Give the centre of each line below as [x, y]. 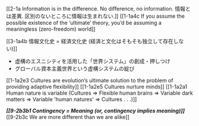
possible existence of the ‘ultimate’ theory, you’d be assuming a [84, 23]
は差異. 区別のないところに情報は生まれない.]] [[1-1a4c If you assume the [96, 16]
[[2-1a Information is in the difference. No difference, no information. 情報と [99, 9]
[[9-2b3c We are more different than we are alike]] [68, 117]
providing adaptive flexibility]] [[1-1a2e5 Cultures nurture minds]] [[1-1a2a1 [97, 87]
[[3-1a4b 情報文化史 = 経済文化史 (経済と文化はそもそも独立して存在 [90, 41]
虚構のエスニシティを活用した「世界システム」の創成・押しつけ [92, 61]
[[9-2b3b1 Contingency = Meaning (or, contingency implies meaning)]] [96, 111]
